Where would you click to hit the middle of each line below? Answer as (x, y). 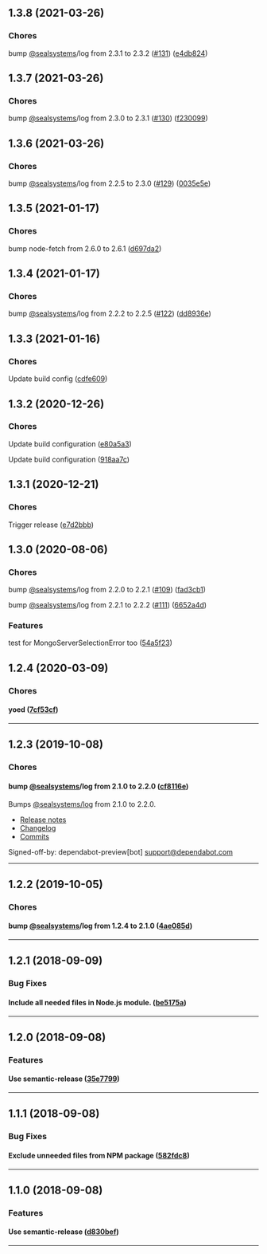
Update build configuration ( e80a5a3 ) (70, 444)
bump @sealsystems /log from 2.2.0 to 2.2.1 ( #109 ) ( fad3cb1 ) (107, 590)
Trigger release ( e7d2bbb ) (51, 525)
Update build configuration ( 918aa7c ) (69, 459)
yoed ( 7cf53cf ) (33, 710)
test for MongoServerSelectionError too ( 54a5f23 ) (90, 643)
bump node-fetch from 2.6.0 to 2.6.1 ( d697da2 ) (85, 248)
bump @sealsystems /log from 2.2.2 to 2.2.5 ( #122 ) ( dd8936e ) (110, 313)
